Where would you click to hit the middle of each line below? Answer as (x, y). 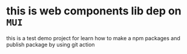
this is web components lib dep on (94, 11)
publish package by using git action (51, 44)
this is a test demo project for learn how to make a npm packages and (93, 38)
